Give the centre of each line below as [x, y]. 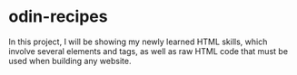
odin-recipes [58, 17]
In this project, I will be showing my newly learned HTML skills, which [138, 42]
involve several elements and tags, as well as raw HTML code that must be [148, 51]
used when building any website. [70, 61]
